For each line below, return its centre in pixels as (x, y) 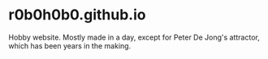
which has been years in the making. (70, 45)
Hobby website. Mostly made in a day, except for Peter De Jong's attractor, (134, 37)
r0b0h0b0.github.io (77, 15)
